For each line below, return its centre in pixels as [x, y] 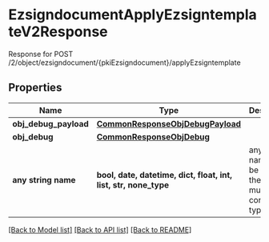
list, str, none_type [133, 184]
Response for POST [41, 54]
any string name [44, 179]
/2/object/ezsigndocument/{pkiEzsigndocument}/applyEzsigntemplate [125, 63]
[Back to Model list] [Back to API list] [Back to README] [100, 229]
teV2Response [58, 32]
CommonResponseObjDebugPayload [169, 123]
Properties [35, 88]
